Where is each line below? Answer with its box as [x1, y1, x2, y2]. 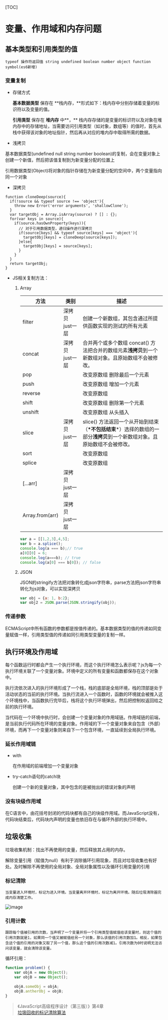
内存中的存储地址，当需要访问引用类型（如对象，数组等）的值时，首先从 [12, 123, 161, 129]
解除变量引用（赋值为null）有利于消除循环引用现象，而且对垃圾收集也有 [5, 857, 153, 863]
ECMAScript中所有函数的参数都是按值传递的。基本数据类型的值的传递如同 [5, 625, 157, 631]
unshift [22, 409, 39, 416]
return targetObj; [9, 261, 48, 266]
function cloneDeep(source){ [5, 195, 66, 200]
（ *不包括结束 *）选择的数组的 [82, 426, 154, 433]
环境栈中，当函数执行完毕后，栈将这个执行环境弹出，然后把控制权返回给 [9, 698, 158, 704]
